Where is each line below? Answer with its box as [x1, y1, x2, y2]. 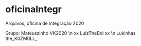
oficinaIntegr [5, 4, 62, 15]
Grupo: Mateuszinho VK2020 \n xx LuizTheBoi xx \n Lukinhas [5, 30, 136, 36]
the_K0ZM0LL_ [5, 35, 38, 41]
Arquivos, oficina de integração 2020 [5, 20, 84, 26]
